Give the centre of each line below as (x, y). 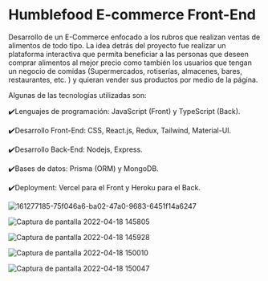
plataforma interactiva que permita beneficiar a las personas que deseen (128, 54)
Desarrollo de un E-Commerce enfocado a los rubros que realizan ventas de (134, 37)
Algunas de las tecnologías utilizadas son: (77, 95)
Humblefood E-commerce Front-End (132, 15)
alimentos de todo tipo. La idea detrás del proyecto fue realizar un (117, 45)
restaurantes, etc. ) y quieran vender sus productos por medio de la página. (133, 79)
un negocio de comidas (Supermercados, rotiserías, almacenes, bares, (125, 71)
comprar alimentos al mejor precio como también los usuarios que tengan (130, 63)
